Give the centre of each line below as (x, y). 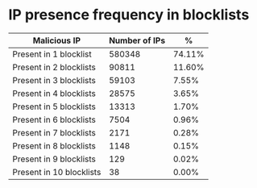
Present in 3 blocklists (54, 80)
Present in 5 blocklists (54, 107)
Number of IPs (137, 40)
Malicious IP (57, 40)
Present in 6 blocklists (54, 119)
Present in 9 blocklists (54, 159)
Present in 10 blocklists (57, 172)
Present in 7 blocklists (54, 132)
